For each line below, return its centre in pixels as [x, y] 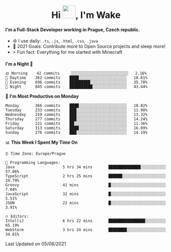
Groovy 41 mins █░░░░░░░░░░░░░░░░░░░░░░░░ [86, 185]
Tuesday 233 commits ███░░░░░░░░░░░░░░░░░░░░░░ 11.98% [76, 110]
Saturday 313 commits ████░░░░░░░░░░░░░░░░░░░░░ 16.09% [76, 128]
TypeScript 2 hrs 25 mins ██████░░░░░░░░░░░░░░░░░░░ [86, 176]
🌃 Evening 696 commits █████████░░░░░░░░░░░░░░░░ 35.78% [76, 82]
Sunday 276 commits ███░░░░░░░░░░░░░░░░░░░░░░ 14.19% [76, 133]
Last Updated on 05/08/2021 [36, 244]
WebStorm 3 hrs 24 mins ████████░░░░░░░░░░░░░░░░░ [86, 230]
